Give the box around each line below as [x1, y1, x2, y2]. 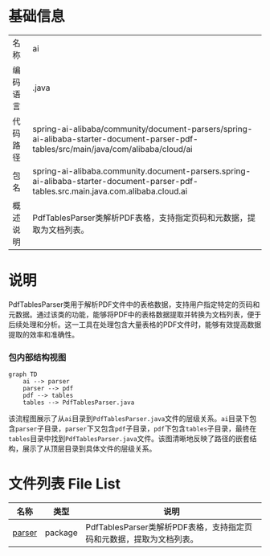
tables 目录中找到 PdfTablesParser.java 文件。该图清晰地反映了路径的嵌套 [8, 434, 251, 444]
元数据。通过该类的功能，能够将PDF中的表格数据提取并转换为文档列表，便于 [8, 309, 262, 319]
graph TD [8, 370, 38, 378]
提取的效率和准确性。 [8, 329, 79, 339]
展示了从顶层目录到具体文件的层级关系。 [22, 444, 157, 454]
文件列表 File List [8, 475, 121, 493]
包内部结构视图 [8, 351, 67, 362]
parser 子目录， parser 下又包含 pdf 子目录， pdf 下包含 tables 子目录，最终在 [15, 423, 257, 434]
